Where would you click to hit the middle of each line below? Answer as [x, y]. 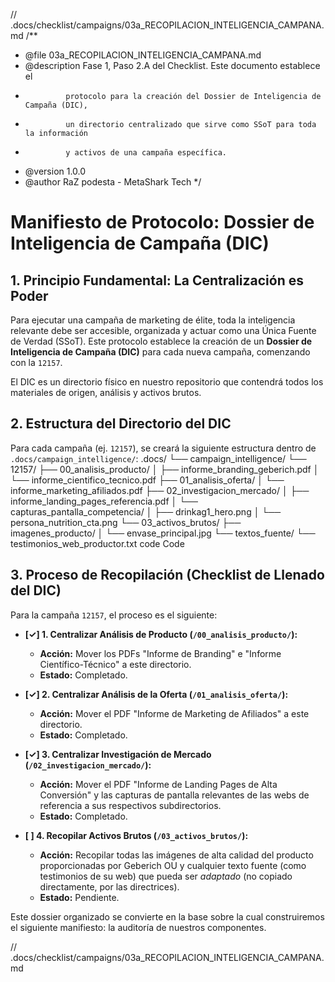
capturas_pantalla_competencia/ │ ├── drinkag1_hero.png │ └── [146, 511]
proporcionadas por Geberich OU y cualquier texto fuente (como [173, 865]
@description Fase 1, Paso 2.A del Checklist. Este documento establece [172, 65]
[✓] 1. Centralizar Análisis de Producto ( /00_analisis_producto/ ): [161, 634]
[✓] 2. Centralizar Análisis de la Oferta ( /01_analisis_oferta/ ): [156, 694]
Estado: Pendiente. [79, 897]
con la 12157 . [36, 362]
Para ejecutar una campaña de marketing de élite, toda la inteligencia [153, 320]
